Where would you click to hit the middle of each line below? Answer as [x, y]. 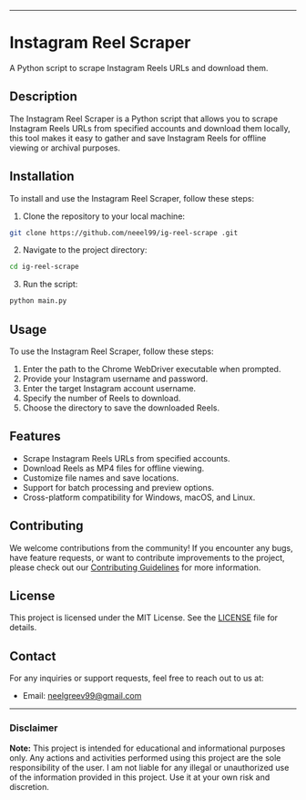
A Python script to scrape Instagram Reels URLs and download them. [139, 68]
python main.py [38, 301]
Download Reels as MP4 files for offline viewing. [113, 468]
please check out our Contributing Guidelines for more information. [135, 567]
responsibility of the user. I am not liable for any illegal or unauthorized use [149, 767]
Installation [42, 177]
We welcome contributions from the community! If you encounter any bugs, [151, 547]
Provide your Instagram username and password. [115, 379]
